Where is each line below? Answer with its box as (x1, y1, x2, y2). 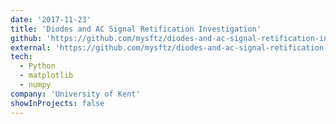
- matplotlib (19, 71, 74, 81)
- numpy (19, 80, 52, 90)
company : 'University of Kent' (10, 89, 141, 99)
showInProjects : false (10, 98, 105, 108)
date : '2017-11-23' (10, 14, 92, 25)
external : (10, 42, 52, 53)
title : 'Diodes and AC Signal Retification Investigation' (10, 24, 262, 34)
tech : (10, 52, 33, 62)
